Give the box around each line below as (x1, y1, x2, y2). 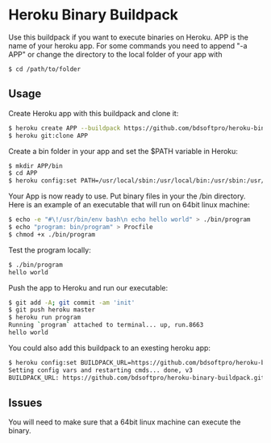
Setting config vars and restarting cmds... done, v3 (8, 366, 194, 374)
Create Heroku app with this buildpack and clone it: (8, 108, 179, 118)
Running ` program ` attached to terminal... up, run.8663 (8, 321, 204, 329)
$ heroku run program (8, 313, 81, 322)
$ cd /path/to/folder (8, 65, 81, 73)
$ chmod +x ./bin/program (8, 230, 95, 239)
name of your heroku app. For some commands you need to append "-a (8, 40, 248, 50)
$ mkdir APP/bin (8, 161, 63, 170)
